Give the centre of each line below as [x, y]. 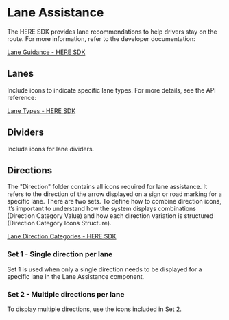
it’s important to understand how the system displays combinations [102, 209]
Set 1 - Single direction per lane [60, 254]
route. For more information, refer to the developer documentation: [101, 38]
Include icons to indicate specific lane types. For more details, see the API [111, 90]
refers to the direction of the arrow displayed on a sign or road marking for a [115, 194]
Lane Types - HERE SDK [41, 110]
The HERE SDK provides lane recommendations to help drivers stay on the [112, 32]
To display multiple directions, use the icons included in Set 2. [94, 309]
